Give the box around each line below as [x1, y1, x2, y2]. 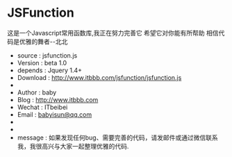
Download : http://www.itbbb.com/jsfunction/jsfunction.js [17, 73, 182, 81]
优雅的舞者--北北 [19, 37, 68, 46]
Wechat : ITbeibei [17, 103, 68, 111]
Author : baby [17, 88, 57, 97]
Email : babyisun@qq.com [17, 110, 92, 119]
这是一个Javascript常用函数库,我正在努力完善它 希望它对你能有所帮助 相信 [7, 28, 219, 37]
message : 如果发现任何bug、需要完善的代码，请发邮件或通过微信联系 [17, 133, 218, 142]
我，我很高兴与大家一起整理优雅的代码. [17, 142, 129, 150]
